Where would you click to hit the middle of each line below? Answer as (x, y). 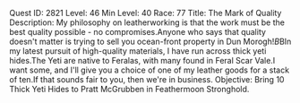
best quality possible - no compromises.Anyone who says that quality (138, 32)
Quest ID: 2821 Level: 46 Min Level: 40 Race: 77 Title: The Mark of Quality (146, 13)
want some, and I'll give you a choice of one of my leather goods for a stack (149, 70)
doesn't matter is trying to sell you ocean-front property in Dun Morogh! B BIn (150, 41)
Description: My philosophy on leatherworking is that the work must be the (147, 22)
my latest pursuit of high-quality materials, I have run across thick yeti (138, 51)
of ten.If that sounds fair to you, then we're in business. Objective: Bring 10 (147, 79)
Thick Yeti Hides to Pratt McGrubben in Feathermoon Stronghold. (129, 89)
